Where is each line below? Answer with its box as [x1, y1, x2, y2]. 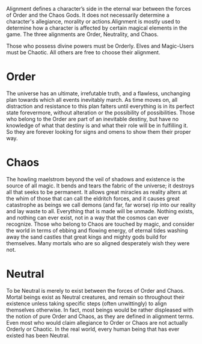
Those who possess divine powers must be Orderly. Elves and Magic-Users [6, 42, 194, 49]
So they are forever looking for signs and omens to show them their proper [6, 128, 191, 135]
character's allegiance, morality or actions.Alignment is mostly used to [6, 18, 180, 25]
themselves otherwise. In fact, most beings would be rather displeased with [6, 306, 194, 313]
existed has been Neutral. [6, 331, 70, 339]
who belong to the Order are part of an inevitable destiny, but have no [6, 115, 179, 122]
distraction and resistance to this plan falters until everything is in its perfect [6, 102, 194, 110]
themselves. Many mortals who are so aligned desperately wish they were [6, 239, 190, 246]
